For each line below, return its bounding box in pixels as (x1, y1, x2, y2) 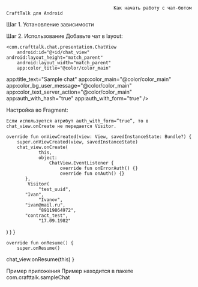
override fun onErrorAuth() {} (59, 165, 138, 171)
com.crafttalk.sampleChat (6, 274, 70, 281)
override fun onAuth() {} (59, 171, 125, 177)
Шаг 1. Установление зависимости (6, 21, 94, 28)
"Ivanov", (38, 197, 63, 203)
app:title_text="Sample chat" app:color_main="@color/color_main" (6, 76, 172, 83)
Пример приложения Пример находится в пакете (6, 267, 134, 274)
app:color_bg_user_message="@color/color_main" (6, 82, 132, 89)
